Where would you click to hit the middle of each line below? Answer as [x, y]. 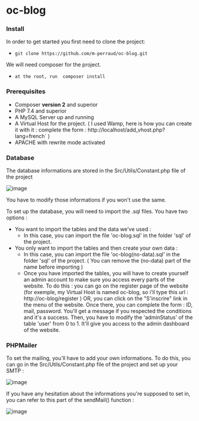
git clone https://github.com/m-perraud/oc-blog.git [81, 54]
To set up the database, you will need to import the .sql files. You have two [97, 212]
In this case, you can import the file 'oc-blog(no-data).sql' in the [102, 254]
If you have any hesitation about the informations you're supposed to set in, [98, 394]
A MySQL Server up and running [54, 117]
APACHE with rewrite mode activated [60, 142]
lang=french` [31, 136]
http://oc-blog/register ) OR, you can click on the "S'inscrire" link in [105, 299]
